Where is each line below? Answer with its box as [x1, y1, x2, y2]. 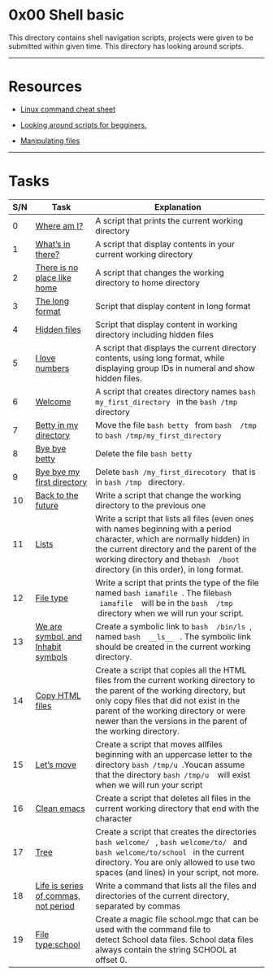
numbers [35, 362, 70, 373]
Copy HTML [35, 690, 81, 701]
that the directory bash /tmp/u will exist [94, 769, 250, 780]
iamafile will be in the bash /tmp [99, 597, 233, 608]
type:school [35, 939, 80, 950]
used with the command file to [94, 923, 211, 935]
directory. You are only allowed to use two [94, 856, 256, 868]
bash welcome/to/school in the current [94, 846, 245, 857]
